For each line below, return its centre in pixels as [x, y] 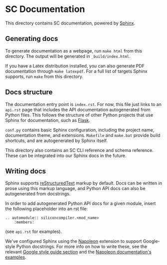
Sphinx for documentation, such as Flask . [48, 120]
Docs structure [29, 92]
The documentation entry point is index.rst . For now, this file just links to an [83, 104]
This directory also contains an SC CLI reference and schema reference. [79, 150]
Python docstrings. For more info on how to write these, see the [82, 246]
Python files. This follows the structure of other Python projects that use [79, 115]
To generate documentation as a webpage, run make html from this [74, 50]
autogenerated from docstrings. [38, 194]
